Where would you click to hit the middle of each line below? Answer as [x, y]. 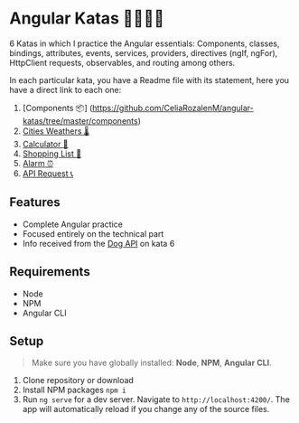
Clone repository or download [78, 381]
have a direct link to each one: [65, 89]
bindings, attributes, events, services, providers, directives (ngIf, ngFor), [144, 52]
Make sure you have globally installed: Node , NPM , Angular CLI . [152, 363]
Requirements [50, 272]
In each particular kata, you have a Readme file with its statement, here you [149, 80]
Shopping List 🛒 [52, 154]
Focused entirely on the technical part [93, 233]
